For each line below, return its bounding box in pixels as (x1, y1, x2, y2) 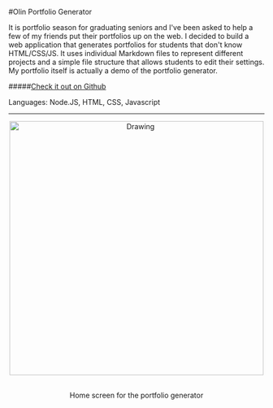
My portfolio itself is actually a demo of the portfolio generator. (8, 66, 218, 76)
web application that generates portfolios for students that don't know (8, 40, 243, 50)
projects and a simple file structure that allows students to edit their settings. (8, 57, 265, 67)
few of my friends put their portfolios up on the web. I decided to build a (8, 32, 249, 41)
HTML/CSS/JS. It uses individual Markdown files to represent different (8, 49, 244, 58)
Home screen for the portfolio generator (69, 390, 204, 400)
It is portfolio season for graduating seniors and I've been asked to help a (8, 23, 253, 32)
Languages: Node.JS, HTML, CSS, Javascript (8, 98, 161, 106)
